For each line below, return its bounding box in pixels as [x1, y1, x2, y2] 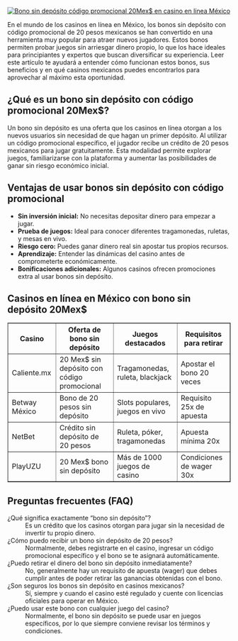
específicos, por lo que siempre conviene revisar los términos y [25, 619, 210, 628]
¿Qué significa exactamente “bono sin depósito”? [7, 514, 151, 523]
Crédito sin [59, 423, 96, 433]
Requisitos [185, 330, 222, 340]
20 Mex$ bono [59, 457, 108, 467]
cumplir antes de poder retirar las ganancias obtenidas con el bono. [25, 574, 223, 583]
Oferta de [68, 325, 101, 335]
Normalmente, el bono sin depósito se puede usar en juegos [25, 612, 202, 620]
